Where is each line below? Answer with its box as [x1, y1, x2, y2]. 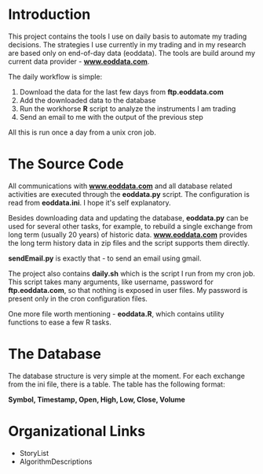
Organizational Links [8, 423, 146, 440]
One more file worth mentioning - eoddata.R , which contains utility [8, 309, 225, 318]
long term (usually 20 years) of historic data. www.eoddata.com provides [8, 230, 247, 239]
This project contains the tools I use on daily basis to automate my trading [8, 31, 247, 41]
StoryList [19, 448, 49, 457]
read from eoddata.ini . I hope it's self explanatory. [8, 198, 171, 207]
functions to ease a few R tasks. [8, 317, 111, 327]
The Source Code [8, 155, 124, 173]
